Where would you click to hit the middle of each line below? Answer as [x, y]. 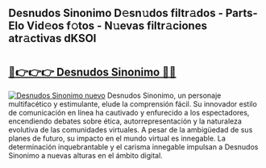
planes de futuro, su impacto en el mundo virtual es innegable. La [117, 138]
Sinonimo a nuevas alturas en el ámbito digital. [85, 155]
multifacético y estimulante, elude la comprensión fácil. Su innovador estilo [133, 104]
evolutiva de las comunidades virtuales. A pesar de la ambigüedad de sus [131, 130]
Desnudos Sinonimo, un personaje [164, 95]
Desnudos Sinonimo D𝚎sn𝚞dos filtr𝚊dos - [116, 13]
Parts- [241, 13]
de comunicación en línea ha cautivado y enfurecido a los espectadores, [129, 113]
